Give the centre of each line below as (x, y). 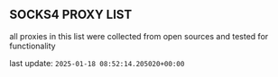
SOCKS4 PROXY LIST (71, 15)
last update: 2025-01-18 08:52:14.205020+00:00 (97, 63)
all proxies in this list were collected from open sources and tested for (139, 36)
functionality (32, 46)
